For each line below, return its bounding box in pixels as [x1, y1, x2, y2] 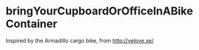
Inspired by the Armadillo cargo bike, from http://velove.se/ [5, 37, 154, 44]
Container [5, 17, 58, 31]
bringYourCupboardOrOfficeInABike [5, 4, 194, 18]
